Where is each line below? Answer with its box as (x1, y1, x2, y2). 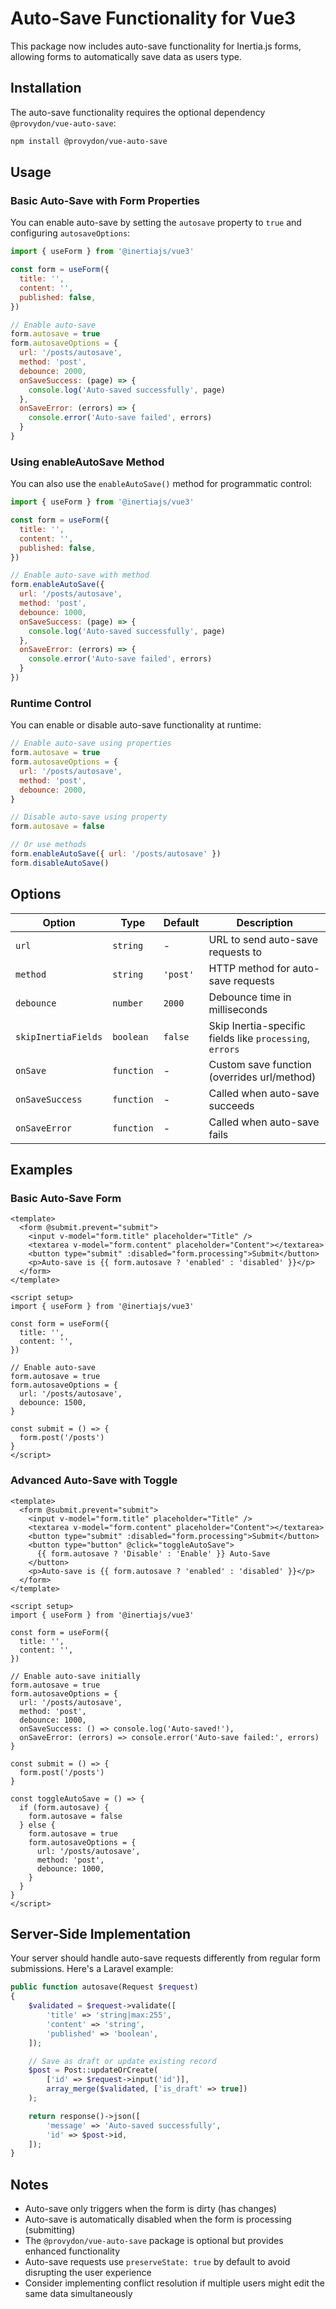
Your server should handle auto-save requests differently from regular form (10, 1952, 321, 1964)
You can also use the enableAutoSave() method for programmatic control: (10, 478, 313, 490)
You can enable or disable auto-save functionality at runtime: (10, 719, 262, 731)
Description (236, 915, 293, 929)
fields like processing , (208, 1031, 310, 1045)
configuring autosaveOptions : (10, 227, 131, 239)
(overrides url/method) (208, 1070, 317, 1084)
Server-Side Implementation (10, 1925, 192, 1942)
